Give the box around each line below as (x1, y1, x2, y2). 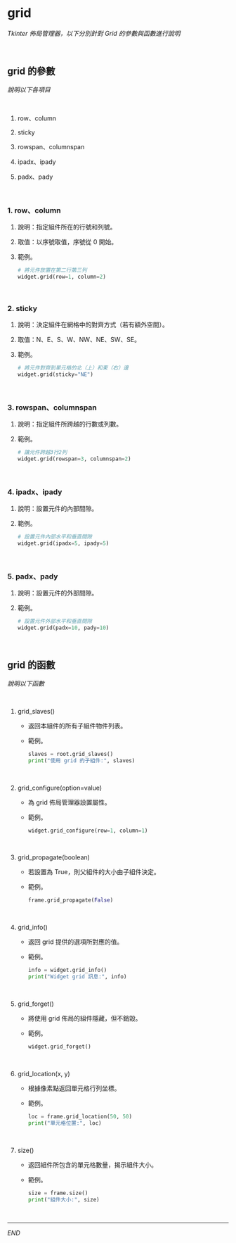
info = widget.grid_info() (27, 966, 107, 974)
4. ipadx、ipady (7, 487, 63, 497)
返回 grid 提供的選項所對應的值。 (27, 938, 124, 946)
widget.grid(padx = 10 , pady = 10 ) (17, 624, 110, 631)
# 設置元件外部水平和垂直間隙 (17, 618, 93, 625)
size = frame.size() (27, 1190, 88, 1197)
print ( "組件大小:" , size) (27, 1196, 100, 1203)
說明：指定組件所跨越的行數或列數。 (17, 420, 123, 429)
